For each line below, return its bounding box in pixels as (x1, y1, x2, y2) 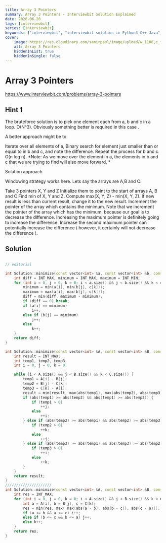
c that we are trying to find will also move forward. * (5, 159, 111, 165)
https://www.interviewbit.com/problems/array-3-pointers (5, 91, 122, 97)
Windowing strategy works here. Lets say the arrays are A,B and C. (5, 178, 142, 184)
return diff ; (14, 336, 41, 340)
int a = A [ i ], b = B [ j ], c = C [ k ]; (23, 501, 96, 506)
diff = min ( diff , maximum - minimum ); (23, 294, 103, 299)
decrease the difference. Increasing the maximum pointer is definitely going (5, 214, 160, 220)
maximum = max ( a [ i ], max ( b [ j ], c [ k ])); (23, 289, 105, 294)
